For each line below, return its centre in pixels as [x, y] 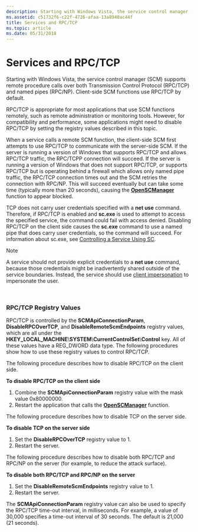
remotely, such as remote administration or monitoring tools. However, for [95, 116]
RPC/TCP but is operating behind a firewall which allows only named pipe [95, 171]
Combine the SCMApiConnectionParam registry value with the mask [99, 392]
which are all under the [34, 333]
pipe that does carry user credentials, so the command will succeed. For [94, 233]
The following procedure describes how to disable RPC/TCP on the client [95, 364]
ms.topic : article [29, 28]
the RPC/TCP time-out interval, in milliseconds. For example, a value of [92, 510]
